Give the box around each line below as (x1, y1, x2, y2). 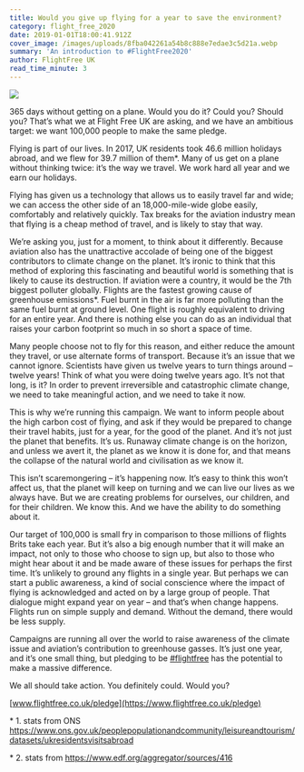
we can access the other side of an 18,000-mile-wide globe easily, (9, 199, 259, 210)
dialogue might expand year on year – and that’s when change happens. (9, 597, 279, 607)
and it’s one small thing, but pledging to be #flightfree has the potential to (9, 652, 283, 664)
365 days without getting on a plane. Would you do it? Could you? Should (9, 105, 284, 116)
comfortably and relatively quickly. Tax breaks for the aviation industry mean (9, 208, 296, 219)
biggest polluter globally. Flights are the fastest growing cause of (9, 284, 252, 296)
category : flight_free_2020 (9, 22, 116, 31)
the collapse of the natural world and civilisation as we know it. (9, 455, 244, 466)
